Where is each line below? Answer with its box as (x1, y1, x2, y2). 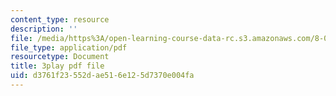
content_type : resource (10, 14, 110, 25)
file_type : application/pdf (10, 42, 128, 53)
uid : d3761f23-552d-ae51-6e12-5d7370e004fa (10, 71, 195, 81)
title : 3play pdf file (10, 61, 105, 71)
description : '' (10, 24, 78, 34)
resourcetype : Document (10, 52, 110, 62)
